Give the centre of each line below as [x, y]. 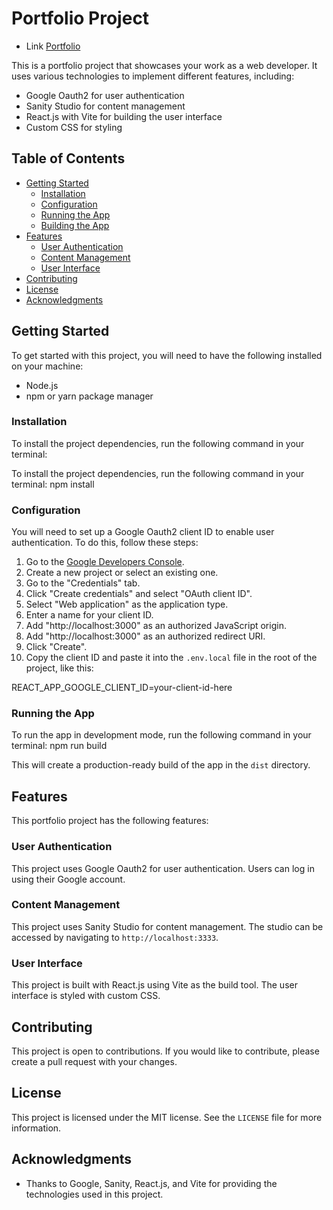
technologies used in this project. [94, 1194]
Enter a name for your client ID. [89, 615]
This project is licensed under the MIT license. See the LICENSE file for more [167, 1117]
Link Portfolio [53, 46]
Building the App [75, 225]
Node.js [42, 385]
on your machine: [47, 366]
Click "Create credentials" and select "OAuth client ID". [139, 594]
